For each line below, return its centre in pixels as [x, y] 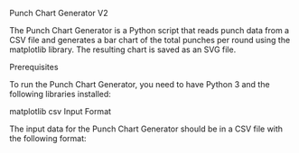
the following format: [48, 138]
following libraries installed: [60, 94]
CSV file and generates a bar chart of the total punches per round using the [150, 40]
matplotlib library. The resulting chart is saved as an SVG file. [123, 49]
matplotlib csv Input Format [60, 111]
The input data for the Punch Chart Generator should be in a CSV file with [146, 129]
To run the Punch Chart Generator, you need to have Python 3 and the [140, 84]
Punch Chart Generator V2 [59, 13]
